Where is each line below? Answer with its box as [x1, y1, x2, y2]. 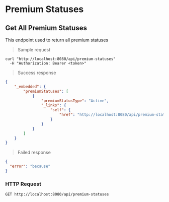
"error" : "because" [10, 164, 51, 169]
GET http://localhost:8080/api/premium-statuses [5, 192, 109, 197]
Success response [17, 70, 56, 76]
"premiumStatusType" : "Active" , [41, 98, 109, 103]
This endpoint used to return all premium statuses [5, 37, 109, 43]
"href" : [59, 112, 75, 117]
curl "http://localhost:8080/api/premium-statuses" [5, 56, 116, 61]
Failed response [17, 150, 51, 156]
